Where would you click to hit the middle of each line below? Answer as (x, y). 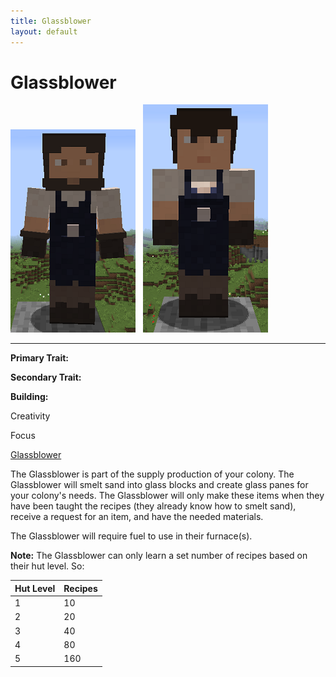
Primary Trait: (39, 358)
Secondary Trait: (46, 377)
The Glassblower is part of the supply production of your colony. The (152, 474)
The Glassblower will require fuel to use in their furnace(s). (131, 536)
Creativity (30, 416)
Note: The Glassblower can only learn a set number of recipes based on (159, 556)
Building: (29, 397)
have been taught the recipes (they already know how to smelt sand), (153, 506)
